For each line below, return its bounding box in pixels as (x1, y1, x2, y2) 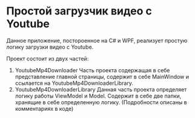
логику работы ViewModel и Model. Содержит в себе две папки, (15, 92, 182, 99)
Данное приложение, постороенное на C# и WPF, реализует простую (6, 37, 188, 44)
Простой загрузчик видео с (6, 4, 153, 18)
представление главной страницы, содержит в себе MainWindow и (15, 73, 190, 80)
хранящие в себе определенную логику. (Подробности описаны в (15, 98, 188, 106)
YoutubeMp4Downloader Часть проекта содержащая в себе (15, 66, 171, 73)
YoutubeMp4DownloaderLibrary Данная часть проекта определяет (15, 85, 187, 93)
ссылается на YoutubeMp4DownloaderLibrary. (15, 79, 133, 87)
